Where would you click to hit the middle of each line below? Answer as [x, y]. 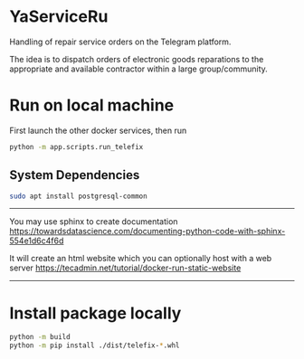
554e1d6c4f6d [37, 241]
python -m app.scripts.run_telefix [76, 146]
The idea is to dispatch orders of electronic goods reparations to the [137, 59]
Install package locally [95, 313]
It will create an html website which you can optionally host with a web [141, 259]
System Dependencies [75, 175]
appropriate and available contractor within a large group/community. [139, 69]
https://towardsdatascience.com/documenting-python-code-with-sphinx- [147, 231]
